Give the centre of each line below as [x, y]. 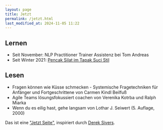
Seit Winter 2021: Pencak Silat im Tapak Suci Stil [61, 60]
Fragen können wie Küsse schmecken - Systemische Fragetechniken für [85, 87]
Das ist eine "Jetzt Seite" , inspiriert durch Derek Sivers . [60, 122]
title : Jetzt [18, 14]
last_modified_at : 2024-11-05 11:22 [42, 23]
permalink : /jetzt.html [29, 19]
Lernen [16, 43]
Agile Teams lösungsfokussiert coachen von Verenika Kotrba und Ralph [84, 97]
